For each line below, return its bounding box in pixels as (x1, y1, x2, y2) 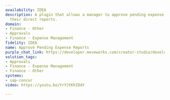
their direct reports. (10, 17, 58, 22)
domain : (5, 21, 22, 27)
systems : (5, 73, 24, 78)
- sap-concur (5, 78, 33, 83)
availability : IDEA (5, 7, 47, 13)
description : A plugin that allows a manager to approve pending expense (5, 12, 164, 17)
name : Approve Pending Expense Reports (5, 45, 90, 50)
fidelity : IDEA (5, 40, 37, 45)
